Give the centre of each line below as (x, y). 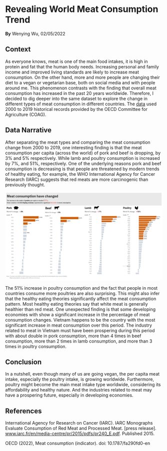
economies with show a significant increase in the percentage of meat (77, 314)
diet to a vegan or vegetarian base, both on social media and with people (80, 82)
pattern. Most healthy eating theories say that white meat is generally (77, 304)
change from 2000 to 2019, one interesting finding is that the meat (73, 147)
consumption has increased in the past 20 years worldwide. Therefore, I (79, 93)
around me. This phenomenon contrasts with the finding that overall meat (81, 88)
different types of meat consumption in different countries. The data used (81, 104)
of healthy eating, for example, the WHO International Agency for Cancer (80, 174)
